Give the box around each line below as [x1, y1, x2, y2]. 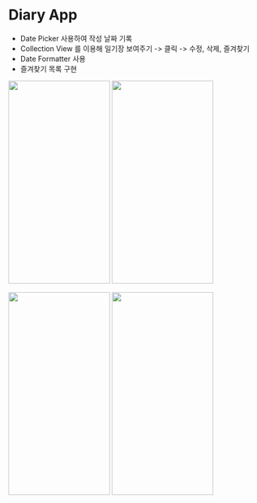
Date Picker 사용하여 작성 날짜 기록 [19, 33, 132, 43]
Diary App [8, 6, 78, 24]
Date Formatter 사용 [19, 54, 87, 63]
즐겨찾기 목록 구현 [19, 63, 77, 74]
